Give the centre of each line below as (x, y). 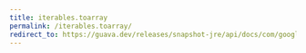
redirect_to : (34, 34)
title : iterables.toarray (58, 18)
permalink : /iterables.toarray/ (71, 26)
